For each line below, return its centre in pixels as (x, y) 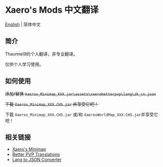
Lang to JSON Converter (37, 160)
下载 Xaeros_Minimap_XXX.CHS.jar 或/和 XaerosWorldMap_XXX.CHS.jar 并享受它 (82, 114)
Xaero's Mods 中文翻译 (52, 10)
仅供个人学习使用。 (24, 64)
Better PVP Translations (36, 154)
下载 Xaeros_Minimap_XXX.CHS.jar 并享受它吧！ (52, 104)
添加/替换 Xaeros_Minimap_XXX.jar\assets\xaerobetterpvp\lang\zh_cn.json (81, 93)
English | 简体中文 (23, 24)
